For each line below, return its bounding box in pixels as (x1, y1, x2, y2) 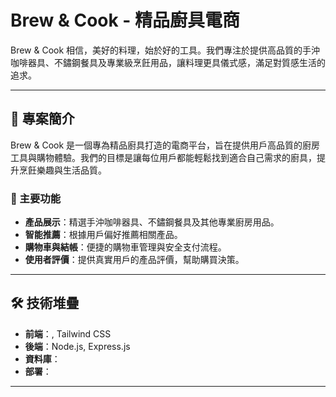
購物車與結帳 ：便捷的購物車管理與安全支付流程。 (24, 241, 227, 253)
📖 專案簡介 (10, 111, 75, 128)
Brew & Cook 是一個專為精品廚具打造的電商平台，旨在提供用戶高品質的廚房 (10, 139, 321, 151)
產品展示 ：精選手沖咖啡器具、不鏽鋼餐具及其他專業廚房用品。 (24, 216, 280, 228)
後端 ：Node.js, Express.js (24, 340, 131, 352)
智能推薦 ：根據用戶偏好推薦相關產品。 (24, 229, 183, 241)
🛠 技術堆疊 (10, 295, 80, 312)
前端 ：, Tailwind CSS (24, 327, 112, 340)
